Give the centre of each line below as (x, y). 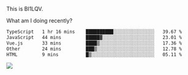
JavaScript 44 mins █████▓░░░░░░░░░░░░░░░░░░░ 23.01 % (94, 37)
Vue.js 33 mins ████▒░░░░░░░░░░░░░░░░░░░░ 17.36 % (94, 43)
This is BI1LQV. (25, 9)
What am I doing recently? (39, 20)
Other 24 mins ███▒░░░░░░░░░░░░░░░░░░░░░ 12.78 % (94, 49)
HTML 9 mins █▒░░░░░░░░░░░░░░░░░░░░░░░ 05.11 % (94, 54)
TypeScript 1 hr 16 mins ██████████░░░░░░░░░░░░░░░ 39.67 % (94, 32)
